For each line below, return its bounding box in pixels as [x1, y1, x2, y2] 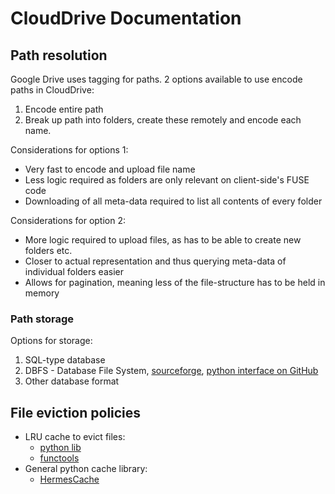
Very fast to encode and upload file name [24, 163, 196, 175]
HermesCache [39, 473, 100, 486]
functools [39, 452, 80, 464]
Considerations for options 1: [10, 144, 129, 156]
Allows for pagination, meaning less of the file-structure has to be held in [24, 277, 326, 288]
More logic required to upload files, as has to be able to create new [24, 234, 302, 246]
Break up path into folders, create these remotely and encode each [24, 114, 302, 126]
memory [24, 287, 60, 299]
